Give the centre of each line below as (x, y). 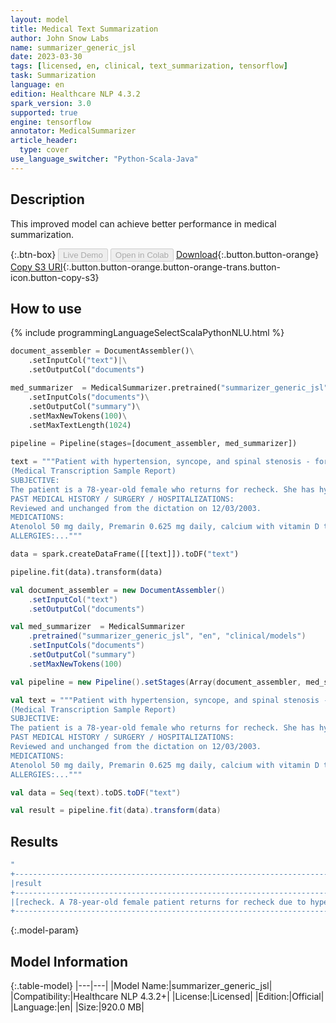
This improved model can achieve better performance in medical (143, 223)
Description (47, 199)
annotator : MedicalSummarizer (73, 131)
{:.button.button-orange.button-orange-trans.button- (172, 267)
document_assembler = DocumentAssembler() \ (102, 351)
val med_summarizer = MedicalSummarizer (98, 627)
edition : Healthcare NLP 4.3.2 (75, 94)
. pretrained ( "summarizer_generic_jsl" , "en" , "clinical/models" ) (167, 636)
